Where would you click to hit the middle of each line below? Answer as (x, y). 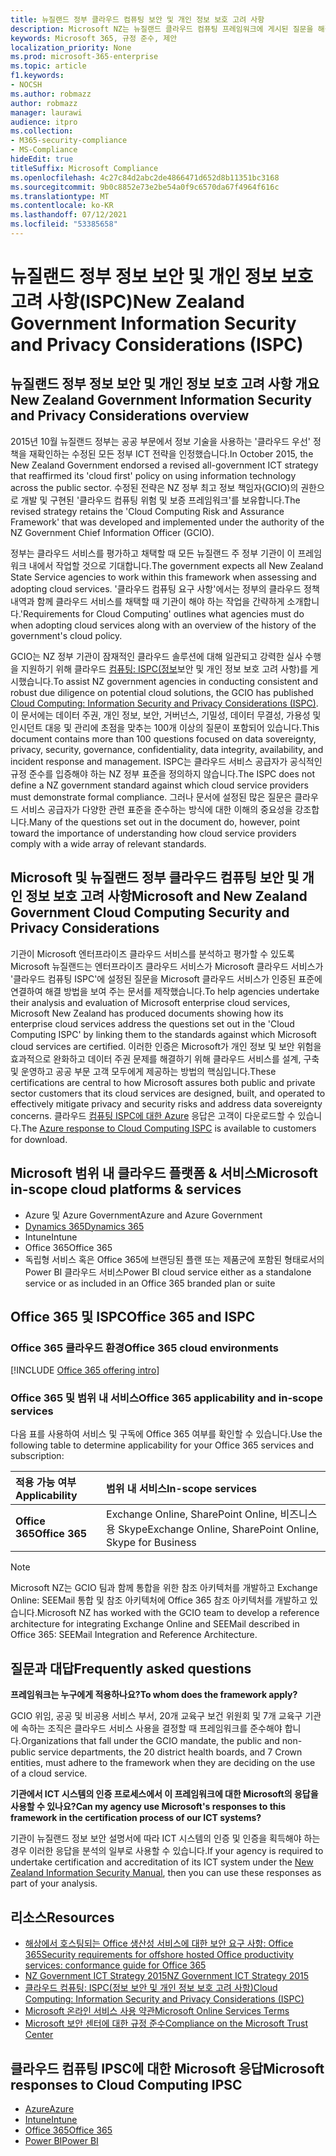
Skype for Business (151, 1543)
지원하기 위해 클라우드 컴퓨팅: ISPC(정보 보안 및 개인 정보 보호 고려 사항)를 (164, 668)
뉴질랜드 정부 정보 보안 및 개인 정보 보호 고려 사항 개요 (165, 384)
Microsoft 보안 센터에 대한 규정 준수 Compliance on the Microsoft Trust (166, 2023)
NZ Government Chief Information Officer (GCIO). (112, 532)
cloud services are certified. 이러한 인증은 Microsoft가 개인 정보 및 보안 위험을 (166, 1046)
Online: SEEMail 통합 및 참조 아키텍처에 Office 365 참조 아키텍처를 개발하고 (159, 1600)
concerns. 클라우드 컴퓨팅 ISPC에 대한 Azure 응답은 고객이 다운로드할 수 (153, 1115)
